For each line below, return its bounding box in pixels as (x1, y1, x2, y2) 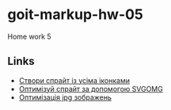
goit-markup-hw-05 (7, 6, 144, 24)
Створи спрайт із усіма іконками (18, 75, 131, 85)
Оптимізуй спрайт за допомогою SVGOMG (18, 84, 163, 93)
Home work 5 (7, 32, 52, 41)
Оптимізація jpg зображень (18, 93, 112, 102)
